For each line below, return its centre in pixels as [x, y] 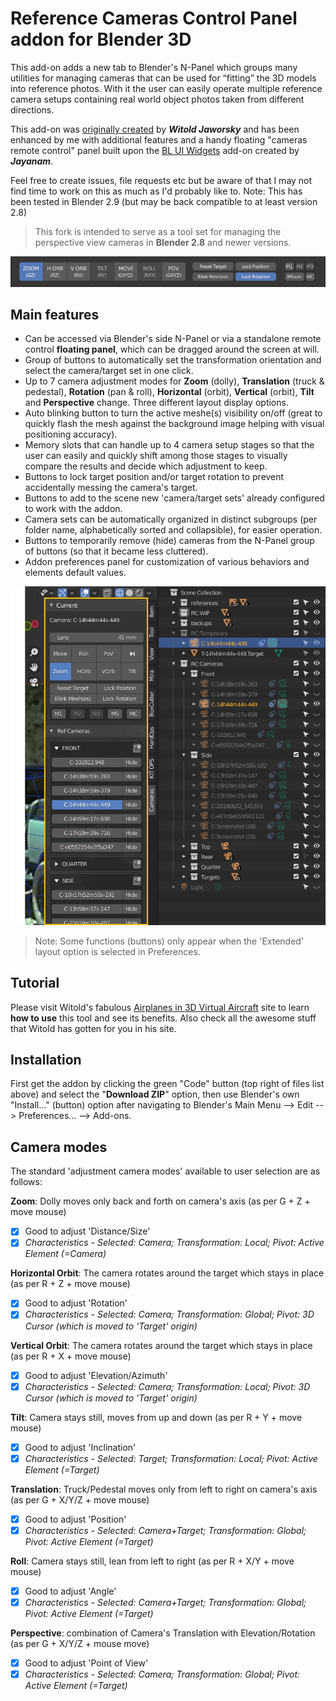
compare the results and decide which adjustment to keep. [146, 466]
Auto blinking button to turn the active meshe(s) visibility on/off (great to [173, 413]
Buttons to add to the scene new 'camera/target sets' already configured [174, 498]
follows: [26, 1182]
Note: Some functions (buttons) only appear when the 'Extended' [169, 941]
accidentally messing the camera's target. [111, 488]
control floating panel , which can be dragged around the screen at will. [172, 349]
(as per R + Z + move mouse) [70, 1284]
